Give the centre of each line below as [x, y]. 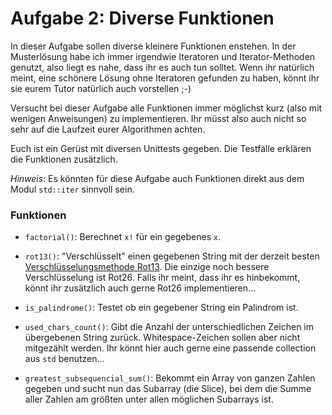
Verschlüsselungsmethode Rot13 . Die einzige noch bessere [147, 267]
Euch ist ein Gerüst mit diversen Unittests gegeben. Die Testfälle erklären [161, 148]
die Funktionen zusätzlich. [64, 159]
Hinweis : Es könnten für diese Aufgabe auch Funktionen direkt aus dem [157, 178]
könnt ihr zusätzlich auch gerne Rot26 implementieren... [140, 288]
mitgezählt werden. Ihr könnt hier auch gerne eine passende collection [170, 348]
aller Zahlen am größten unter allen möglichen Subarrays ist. [149, 399]
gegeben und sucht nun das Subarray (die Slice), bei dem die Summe [168, 389]
